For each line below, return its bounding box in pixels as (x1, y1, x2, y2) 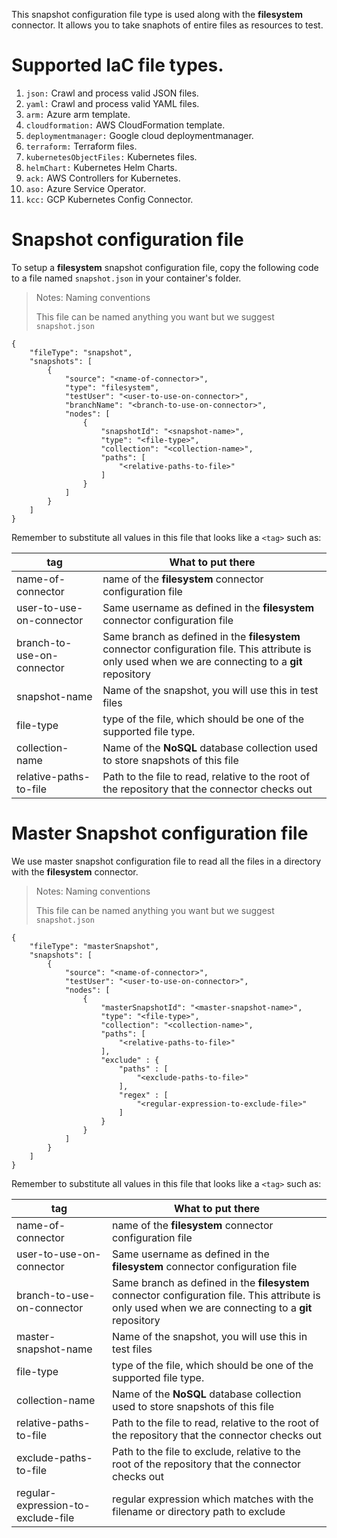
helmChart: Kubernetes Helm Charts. (25, 161, 178, 173)
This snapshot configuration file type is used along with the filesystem (11, 9, 303, 20)
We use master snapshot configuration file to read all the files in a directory (11, 855, 322, 867)
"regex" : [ (118, 1090, 169, 1100)
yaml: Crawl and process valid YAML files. (25, 97, 200, 109)
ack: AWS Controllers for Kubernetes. (25, 172, 181, 184)
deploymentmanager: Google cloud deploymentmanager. (25, 129, 254, 141)
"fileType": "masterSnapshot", (29, 941, 160, 951)
